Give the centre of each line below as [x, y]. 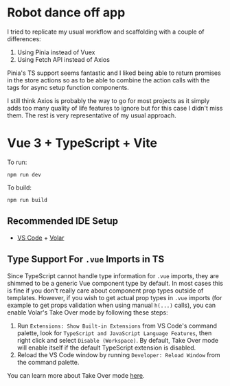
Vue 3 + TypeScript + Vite [82, 143]
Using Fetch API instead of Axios [63, 59]
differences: [24, 38]
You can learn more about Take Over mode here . [76, 375]
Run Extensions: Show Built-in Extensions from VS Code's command [117, 326]
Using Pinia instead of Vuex [56, 52]
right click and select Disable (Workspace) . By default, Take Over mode [117, 340]
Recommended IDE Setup [63, 221]
